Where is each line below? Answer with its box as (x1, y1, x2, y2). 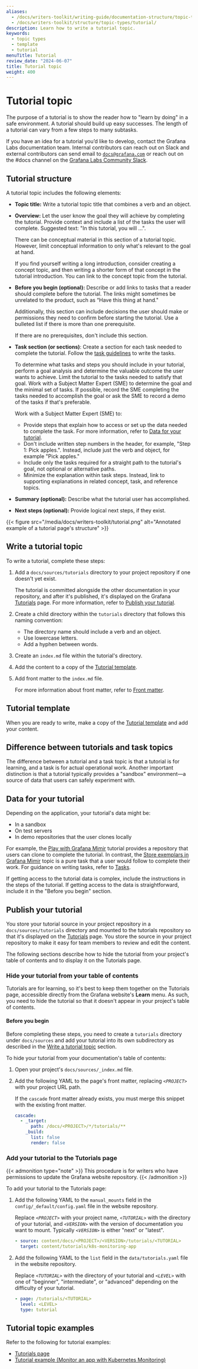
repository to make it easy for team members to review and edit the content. (6, 939, 191, 946)
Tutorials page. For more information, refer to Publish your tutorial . (14, 599, 176, 606)
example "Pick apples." (23, 453, 80, 460)
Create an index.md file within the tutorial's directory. (14, 652, 143, 659)
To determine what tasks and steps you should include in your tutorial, (14, 361, 186, 368)
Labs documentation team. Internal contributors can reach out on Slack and (6, 144, 190, 151)
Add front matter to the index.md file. (14, 674, 104, 682)
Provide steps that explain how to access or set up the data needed (23, 422, 187, 428)
